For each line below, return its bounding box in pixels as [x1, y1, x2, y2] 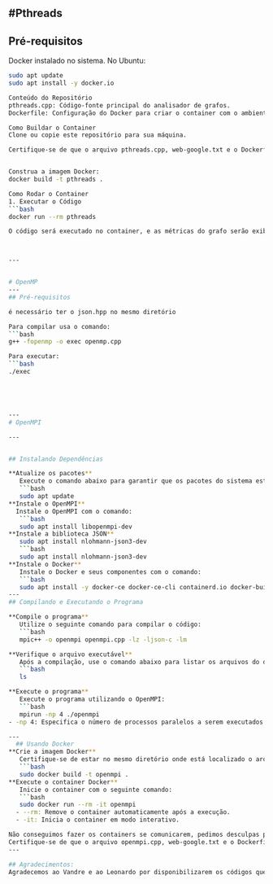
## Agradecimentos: [8, 860, 75, 869]
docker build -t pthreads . [8, 175, 104, 184]
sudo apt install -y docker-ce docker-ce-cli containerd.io [19, 583, 227, 591]
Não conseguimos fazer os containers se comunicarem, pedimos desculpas [8, 830, 260, 839]
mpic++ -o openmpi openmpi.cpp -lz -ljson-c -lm [19, 635, 187, 644]
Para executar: [8, 352, 60, 361]
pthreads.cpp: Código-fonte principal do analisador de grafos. [8, 101, 231, 109]
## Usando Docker [15, 740, 75, 748]
